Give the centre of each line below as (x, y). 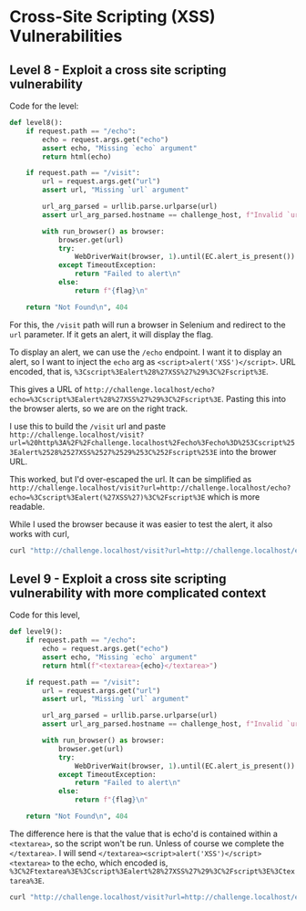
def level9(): (36, 632)
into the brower (248, 451)
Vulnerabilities (66, 36)
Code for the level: (44, 106)
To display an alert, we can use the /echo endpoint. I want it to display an (146, 352)
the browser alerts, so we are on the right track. (99, 409)
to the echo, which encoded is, (110, 863)
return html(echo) (77, 157)
